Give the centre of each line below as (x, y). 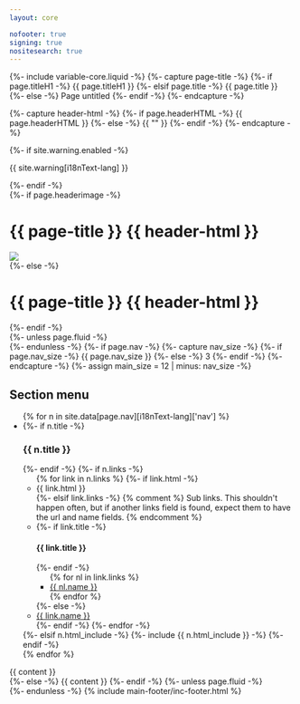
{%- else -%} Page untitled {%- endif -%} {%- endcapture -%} (127, 96)
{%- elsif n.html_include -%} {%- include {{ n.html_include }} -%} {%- (153, 635)
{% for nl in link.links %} (94, 577)
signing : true (36, 43)
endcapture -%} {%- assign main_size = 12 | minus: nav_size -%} (131, 366)
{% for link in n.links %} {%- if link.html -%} (117, 479)
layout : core (34, 18)
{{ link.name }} (63, 616)
